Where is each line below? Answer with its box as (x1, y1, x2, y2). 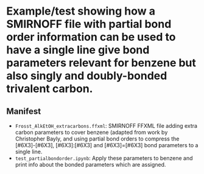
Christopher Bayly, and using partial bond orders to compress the (15, 135, 180, 142)
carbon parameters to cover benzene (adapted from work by (15, 129, 168, 136)
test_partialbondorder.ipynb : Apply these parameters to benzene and (15, 155, 193, 162)
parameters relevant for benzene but (6, 56, 197, 70)
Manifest (6, 106, 41, 116)
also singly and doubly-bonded (6, 69, 167, 83)
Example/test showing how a (6, 4, 155, 18)
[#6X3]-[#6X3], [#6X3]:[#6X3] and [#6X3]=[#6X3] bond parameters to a (15, 142, 199, 148)
